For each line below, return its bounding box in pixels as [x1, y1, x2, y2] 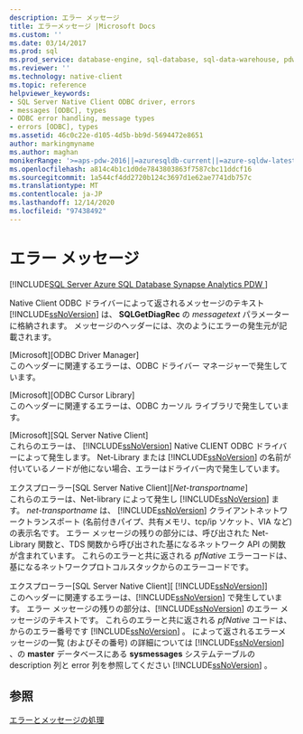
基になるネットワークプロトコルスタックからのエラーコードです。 [9, 561, 254, 572]
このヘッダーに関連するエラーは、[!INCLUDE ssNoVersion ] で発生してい [9, 591, 275, 602]
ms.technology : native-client [9, 72, 124, 81]
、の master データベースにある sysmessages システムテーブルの [9, 648, 255, 659]
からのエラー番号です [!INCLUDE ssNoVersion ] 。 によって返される [9, 626, 255, 636]
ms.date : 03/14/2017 [9, 38, 87, 48]
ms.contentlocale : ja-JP [9, 190, 103, 199]
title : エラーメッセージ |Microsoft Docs [9, 22, 156, 31]
